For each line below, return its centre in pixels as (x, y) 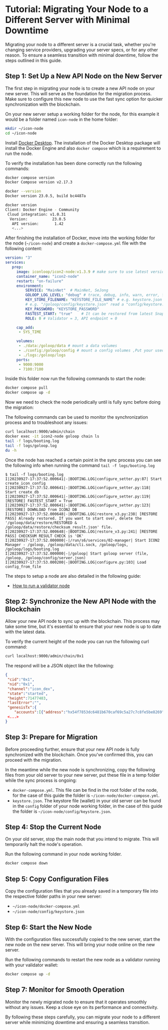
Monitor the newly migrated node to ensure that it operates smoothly (76, 1002)
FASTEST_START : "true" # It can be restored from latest (89, 314)
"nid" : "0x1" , (21, 684)
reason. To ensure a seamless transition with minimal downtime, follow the (82, 55)
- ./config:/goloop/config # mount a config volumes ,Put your (86, 351)
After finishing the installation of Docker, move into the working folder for (80, 238)
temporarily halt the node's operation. (44, 844)
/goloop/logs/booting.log (32, 549)
